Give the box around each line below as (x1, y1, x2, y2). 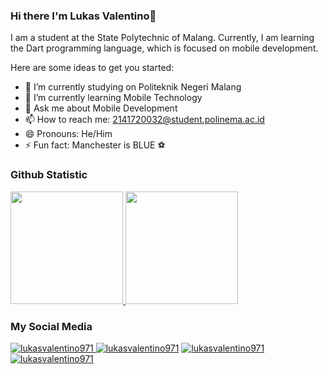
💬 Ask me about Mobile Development (24, 102, 178, 114)
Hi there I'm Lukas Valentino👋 (10, 9, 157, 23)
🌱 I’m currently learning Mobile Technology (24, 92, 203, 104)
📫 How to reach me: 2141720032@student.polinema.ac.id (24, 114, 265, 126)
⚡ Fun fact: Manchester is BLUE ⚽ (24, 139, 166, 151)
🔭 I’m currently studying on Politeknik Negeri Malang (24, 81, 242, 93)
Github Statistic (10, 168, 88, 182)
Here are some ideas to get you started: (10, 62, 175, 74)
